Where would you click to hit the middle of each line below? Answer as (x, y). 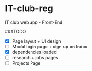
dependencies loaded (34, 52)
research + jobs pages (35, 58)
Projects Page (26, 63)
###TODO (15, 31)
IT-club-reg (29, 9)
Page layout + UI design (36, 41)
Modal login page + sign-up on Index (50, 47)
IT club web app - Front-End (34, 22)
